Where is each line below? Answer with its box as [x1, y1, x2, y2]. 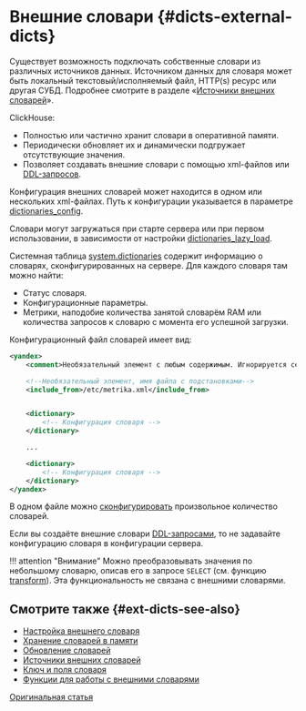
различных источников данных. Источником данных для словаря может [9, 66, 293, 76]
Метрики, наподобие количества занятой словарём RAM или [22, 307, 262, 318]
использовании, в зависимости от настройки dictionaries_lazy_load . [9, 232, 273, 243]
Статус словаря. [22, 287, 87, 298]
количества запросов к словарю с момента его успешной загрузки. [22, 316, 289, 327]
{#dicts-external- [157, 6, 293, 27]
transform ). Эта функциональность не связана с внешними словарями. [9, 575, 286, 586]
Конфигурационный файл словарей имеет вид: [9, 334, 192, 345]
